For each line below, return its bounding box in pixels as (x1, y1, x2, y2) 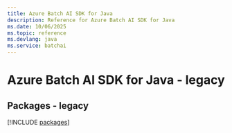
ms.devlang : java (7, 36, 57, 43)
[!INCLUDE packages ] (7, 118, 70, 126)
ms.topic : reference (7, 29, 67, 37)
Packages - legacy (7, 100, 89, 112)
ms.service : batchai (7, 42, 67, 49)
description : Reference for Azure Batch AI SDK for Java (7, 17, 175, 24)
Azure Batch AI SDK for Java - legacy (7, 72, 225, 88)
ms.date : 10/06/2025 (7, 23, 67, 30)
